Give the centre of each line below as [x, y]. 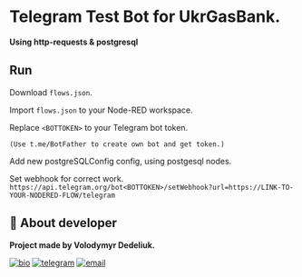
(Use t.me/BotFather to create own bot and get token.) [117, 144]
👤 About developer [63, 223]
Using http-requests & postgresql [74, 42]
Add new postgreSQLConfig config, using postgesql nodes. [121, 161]
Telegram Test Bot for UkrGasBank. [145, 17]
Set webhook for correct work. [67, 178]
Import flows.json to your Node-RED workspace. [101, 110]
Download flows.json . [51, 92]
